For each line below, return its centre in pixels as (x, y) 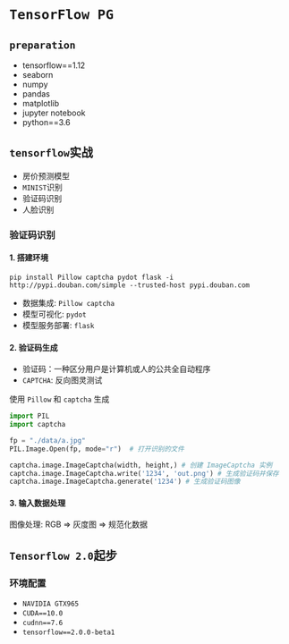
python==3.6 (46, 122)
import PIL (30, 416)
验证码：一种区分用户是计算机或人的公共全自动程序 (116, 369)
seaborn (38, 75)
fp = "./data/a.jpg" (48, 440)
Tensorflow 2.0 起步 (64, 555)
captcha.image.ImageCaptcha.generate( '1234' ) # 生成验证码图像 (125, 482)
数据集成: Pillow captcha (68, 302)
